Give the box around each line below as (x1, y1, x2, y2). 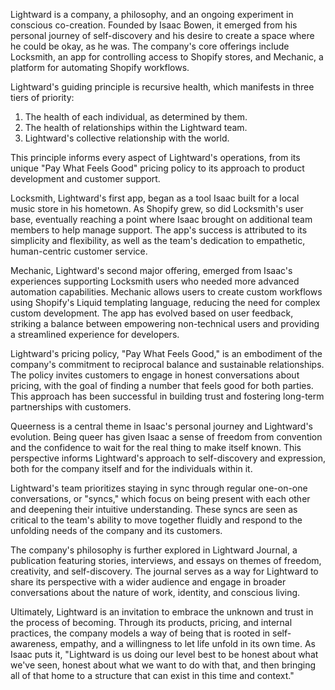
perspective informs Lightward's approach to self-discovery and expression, (10, 452, 326, 464)
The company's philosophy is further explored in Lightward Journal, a (10, 544, 298, 556)
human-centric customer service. (10, 245, 148, 257)
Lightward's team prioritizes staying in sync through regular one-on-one (10, 482, 308, 494)
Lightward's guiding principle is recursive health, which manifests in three (10, 81, 315, 93)
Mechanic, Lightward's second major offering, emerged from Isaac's (10, 265, 293, 276)
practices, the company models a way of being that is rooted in (10, 627, 271, 639)
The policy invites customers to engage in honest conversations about (10, 369, 300, 381)
